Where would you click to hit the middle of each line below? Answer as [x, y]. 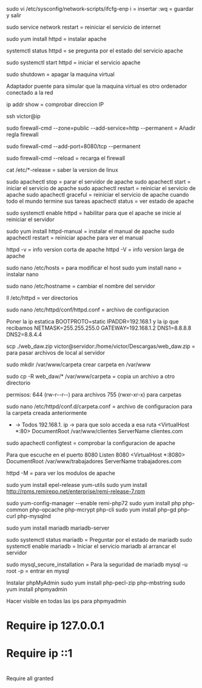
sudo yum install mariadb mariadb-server [58, 528]
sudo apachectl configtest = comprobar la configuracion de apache [91, 443]
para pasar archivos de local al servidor [56, 353]
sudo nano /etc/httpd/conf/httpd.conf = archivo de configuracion [88, 310]
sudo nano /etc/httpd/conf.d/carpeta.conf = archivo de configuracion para [99, 406]
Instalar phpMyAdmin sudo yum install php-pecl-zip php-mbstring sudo [96, 583]
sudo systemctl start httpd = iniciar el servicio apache [73, 62]
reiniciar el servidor [30, 219]
